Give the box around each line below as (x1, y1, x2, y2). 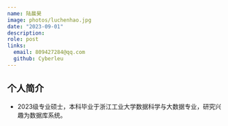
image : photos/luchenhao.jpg (7, 17, 92, 24)
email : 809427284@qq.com (13, 49, 85, 56)
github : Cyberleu (13, 55, 64, 62)
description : (7, 29, 45, 37)
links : (7, 42, 26, 49)
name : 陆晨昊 (7, 10, 42, 17)
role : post (7, 36, 39, 43)
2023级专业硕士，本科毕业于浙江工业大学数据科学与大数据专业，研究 (17, 102, 215, 111)
